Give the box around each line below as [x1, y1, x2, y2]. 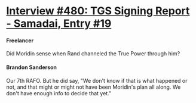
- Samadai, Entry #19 [6, 17, 112, 30]
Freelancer [6, 37, 34, 44]
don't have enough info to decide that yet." [6, 89, 112, 96]
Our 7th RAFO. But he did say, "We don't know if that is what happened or [6, 77, 188, 84]
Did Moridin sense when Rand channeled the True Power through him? [6, 50, 180, 57]
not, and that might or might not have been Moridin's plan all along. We [6, 83, 181, 90]
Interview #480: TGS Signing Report [6, 4, 190, 18]
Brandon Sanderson [6, 64, 57, 71]
